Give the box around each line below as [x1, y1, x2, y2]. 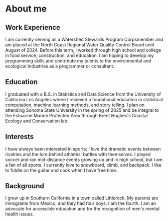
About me [5, 3, 47, 15]
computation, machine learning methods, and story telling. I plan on [5, 102, 145, 108]
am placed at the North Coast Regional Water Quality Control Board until [5, 42, 154, 48]
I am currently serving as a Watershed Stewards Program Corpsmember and [5, 36, 163, 42]
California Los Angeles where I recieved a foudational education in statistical [5, 96, 163, 102]
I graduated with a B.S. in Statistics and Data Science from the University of [5, 91, 161, 97]
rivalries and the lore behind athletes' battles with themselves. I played [5, 151, 151, 157]
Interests [5, 132, 34, 141]
